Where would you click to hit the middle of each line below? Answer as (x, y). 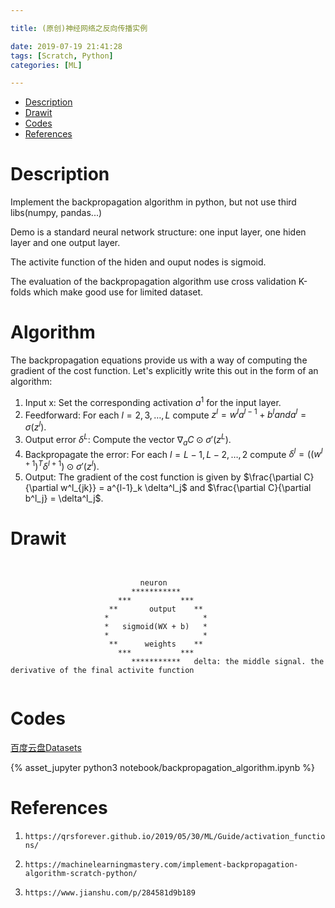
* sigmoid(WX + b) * (156, 626)
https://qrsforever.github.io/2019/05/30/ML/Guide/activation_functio (175, 836)
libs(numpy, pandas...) (56, 213)
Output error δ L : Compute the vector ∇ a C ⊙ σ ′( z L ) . (128, 440)
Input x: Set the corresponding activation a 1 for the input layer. (153, 401)
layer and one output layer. (65, 243)
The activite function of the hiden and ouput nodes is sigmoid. (138, 262)
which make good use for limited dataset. (118, 292)
